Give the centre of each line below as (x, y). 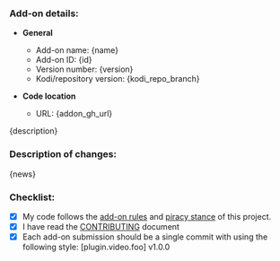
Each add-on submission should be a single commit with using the (145, 237)
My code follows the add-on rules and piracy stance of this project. (147, 216)
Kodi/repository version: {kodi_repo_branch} (118, 79)
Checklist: (32, 197)
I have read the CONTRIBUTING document (101, 226)
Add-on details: (44, 13)
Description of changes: (63, 154)
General (38, 33)
